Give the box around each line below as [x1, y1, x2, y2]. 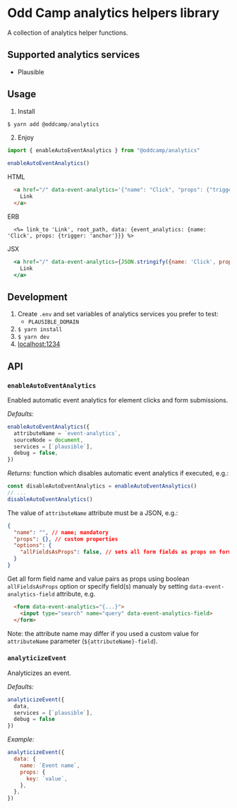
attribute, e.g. [56, 589, 96, 598]
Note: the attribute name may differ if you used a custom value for [7, 629, 200, 637]
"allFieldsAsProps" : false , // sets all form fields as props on [20, 548, 217, 556]
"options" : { [13, 542, 52, 549]
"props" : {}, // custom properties [13, 536, 119, 543]
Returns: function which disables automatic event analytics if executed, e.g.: [7, 469, 229, 478]
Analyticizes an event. [7, 669, 72, 677]
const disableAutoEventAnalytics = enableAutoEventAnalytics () [7, 483, 197, 490]
